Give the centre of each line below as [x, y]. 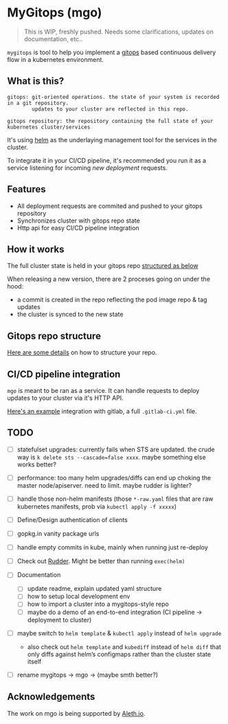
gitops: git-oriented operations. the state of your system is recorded [113, 97]
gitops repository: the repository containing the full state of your [110, 121]
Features [26, 189]
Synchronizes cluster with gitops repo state [79, 220]
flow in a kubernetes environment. [56, 59]
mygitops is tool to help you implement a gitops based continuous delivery [112, 52]
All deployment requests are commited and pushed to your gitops [110, 206]
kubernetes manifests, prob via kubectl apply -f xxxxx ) [97, 507]
